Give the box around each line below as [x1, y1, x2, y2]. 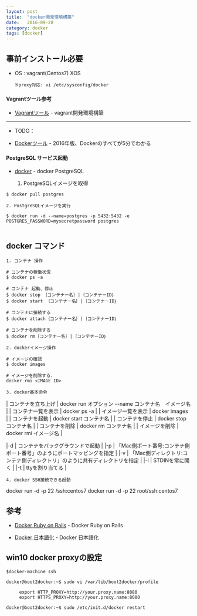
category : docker [6, 25, 49, 31]
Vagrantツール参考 [6, 95, 52, 102]
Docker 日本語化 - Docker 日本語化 [14, 534, 99, 541]
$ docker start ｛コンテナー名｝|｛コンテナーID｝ [6, 298, 117, 304]
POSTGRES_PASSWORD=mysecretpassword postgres [6, 218, 119, 224]
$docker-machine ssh [6, 568, 57, 574]
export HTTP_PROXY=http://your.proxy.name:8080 [19, 589, 138, 595]
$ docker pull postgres [6, 191, 64, 197]
